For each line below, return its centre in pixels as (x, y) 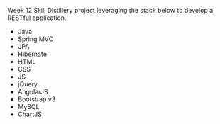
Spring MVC (35, 39)
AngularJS (33, 92)
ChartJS (30, 114)
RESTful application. (37, 18)
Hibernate (32, 54)
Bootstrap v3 (37, 99)
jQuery (27, 84)
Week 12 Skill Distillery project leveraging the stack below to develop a (110, 10)
